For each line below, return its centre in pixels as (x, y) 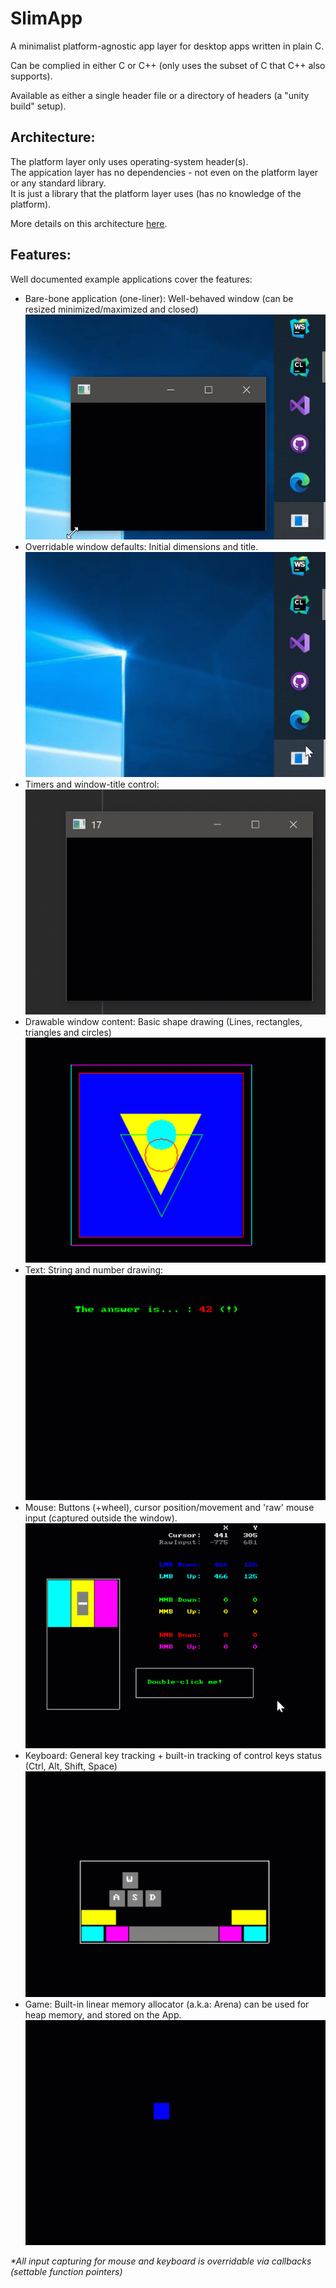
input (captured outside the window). (101, 1518)
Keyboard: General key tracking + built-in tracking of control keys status (173, 1756)
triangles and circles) (68, 1032)
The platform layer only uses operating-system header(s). (129, 161)
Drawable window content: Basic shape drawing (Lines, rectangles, (163, 1021)
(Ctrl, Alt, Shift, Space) (71, 1766)
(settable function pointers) (66, 2271)
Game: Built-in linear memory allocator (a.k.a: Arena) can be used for (167, 2004)
